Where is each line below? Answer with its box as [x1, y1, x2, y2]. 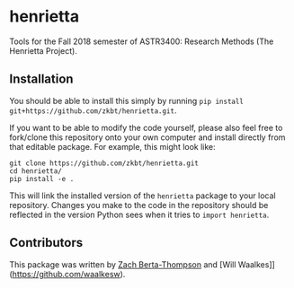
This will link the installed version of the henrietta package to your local [9, 190, 276, 201]
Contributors [9, 235, 84, 250]
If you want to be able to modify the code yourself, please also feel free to [9, 122, 283, 133]
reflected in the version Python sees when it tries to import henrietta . [9, 209, 270, 220]
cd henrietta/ [9, 166, 63, 176]
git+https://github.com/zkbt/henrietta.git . [9, 105, 177, 116]
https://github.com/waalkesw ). [12, 268, 126, 279]
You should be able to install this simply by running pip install [9, 95, 245, 106]
